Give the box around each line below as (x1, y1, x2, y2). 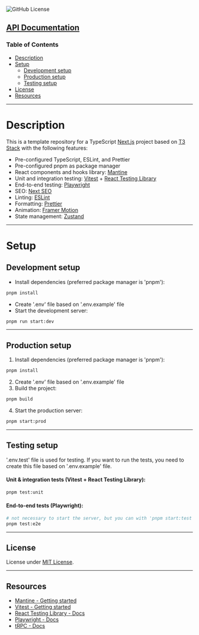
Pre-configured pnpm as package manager (14, 162, 121, 169)
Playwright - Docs (14, 616, 59, 623)
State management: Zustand (14, 213, 84, 220)
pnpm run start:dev (6, 318, 54, 324)
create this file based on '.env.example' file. (6, 462, 113, 469)
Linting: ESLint (14, 194, 50, 201)
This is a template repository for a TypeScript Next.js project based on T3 (6, 138, 185, 145)
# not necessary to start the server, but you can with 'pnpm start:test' (6, 515, 195, 521)
